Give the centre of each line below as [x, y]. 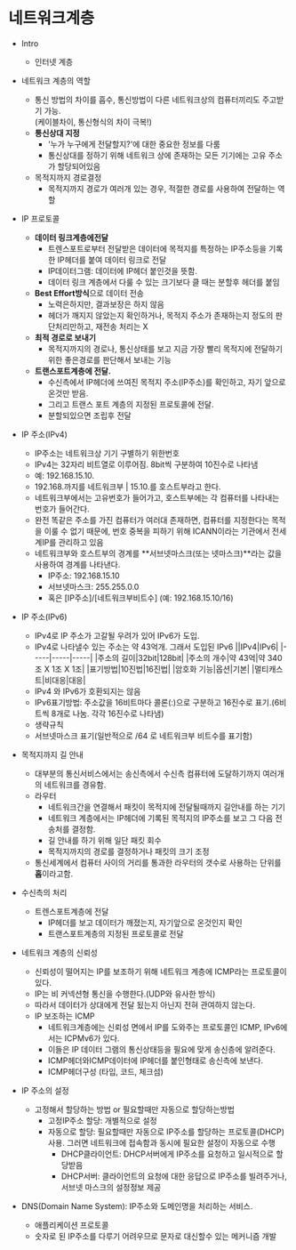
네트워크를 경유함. [75, 785]
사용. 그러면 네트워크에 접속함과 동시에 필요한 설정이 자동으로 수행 [162, 1142]
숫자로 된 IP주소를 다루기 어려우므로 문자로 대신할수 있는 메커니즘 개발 [156, 1236]
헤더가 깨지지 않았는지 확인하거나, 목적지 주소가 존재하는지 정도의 [160, 315]
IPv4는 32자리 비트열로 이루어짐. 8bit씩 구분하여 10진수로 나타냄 [146, 464]
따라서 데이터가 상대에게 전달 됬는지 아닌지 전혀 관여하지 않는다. [144, 1004]
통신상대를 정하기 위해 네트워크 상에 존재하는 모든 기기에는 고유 [157, 155]
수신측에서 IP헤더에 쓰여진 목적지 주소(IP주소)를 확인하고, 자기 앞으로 [167, 382]
